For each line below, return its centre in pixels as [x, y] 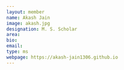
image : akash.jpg [28, 23]
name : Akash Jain [28, 18]
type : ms [17, 52]
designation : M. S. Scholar [42, 29]
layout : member [26, 12]
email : [15, 46]
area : [13, 35]
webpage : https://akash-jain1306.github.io [62, 57]
